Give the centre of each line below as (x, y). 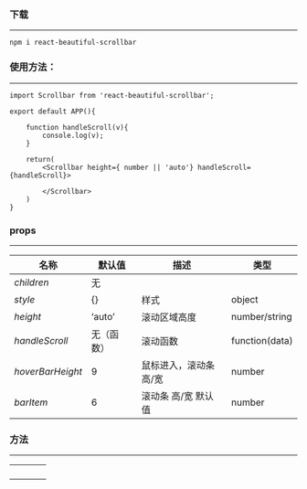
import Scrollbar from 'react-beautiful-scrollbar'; (112, 95)
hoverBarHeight (48, 371)
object (245, 299)
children (32, 282)
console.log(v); (73, 135)
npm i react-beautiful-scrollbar (73, 43)
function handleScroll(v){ (77, 127)
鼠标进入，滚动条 (178, 365)
